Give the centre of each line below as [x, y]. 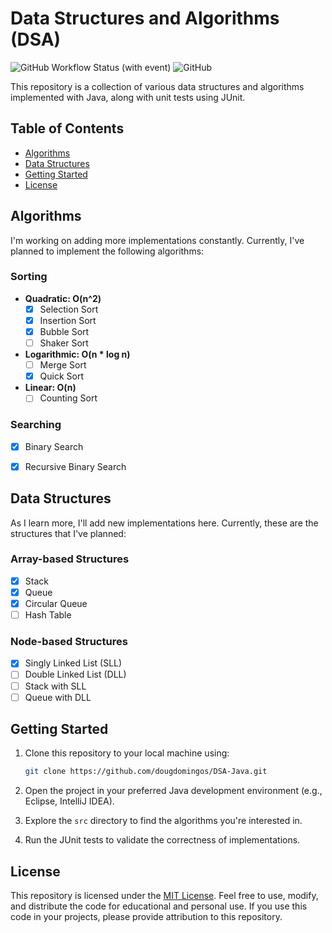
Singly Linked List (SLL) [73, 663]
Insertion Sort [68, 320]
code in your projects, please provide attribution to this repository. [146, 917]
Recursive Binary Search [75, 466]
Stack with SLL [55, 686]
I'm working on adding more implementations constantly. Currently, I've [157, 240]
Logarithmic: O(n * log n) [77, 354]
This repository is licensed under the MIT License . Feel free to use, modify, [164, 896]
